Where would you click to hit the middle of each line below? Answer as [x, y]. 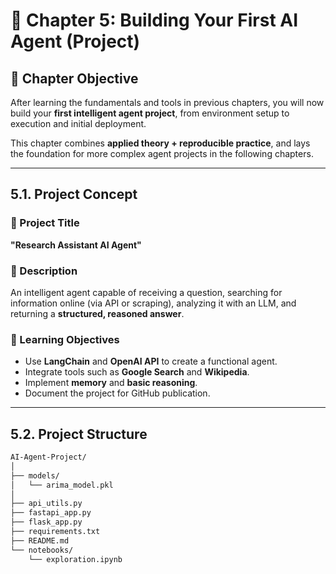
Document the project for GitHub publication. [117, 393]
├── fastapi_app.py [51, 513]
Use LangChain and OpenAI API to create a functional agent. [151, 361]
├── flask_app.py [46, 522]
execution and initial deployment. [78, 123]
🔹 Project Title [45, 223]
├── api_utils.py [46, 504]
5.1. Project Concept [74, 194]
